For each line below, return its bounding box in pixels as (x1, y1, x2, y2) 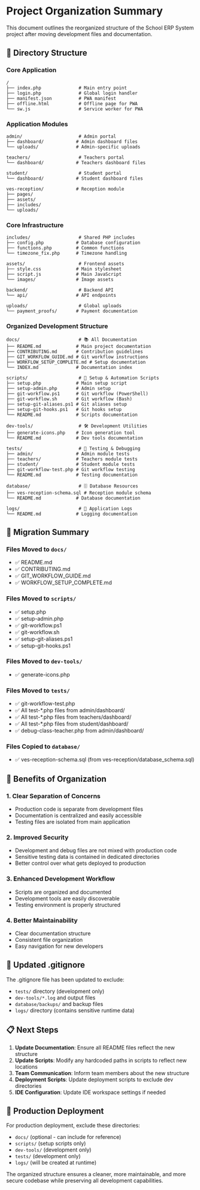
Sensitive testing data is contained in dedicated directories (14, 853, 160, 861)
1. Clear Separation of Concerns (6, 792, 101, 800)
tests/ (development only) (14, 1153, 81, 1160)
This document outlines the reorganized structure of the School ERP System (6, 24, 194, 31)
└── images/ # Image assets (6, 276, 114, 283)
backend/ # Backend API (6, 287, 114, 293)
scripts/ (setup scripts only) (14, 1140, 86, 1147)
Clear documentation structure (14, 930, 91, 937)
